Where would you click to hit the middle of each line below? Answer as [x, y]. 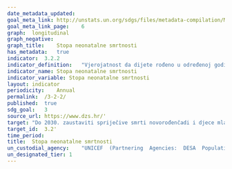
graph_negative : [30, 39]
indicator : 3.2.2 [33, 59]
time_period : [26, 135]
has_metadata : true [38, 52]
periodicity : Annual [41, 90]
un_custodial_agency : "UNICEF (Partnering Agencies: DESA [101, 148]
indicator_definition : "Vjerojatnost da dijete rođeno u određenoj [109, 65]
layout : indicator [33, 84]
